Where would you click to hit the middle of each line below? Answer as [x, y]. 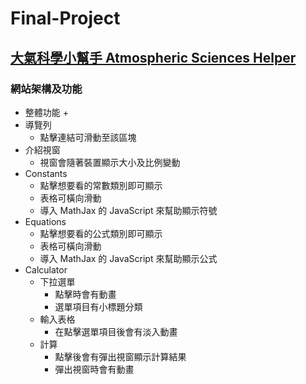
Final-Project [65, 18]
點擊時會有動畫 [85, 294]
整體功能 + [46, 112]
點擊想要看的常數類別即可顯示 [101, 185]
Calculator [46, 269]
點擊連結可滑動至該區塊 [88, 137]
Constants [46, 173]
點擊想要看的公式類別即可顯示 [101, 233]
